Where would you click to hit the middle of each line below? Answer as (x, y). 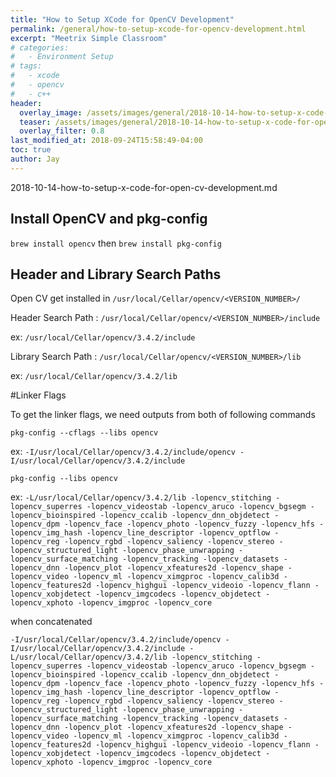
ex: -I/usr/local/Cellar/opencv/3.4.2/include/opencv (123, 452)
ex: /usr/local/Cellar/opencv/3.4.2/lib (94, 376)
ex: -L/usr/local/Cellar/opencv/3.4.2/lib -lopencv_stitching (141, 497)
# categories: (40, 47)
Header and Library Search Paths (116, 274)
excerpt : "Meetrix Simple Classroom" (89, 38)
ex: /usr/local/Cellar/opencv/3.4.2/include (103, 337)
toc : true (31, 150)
